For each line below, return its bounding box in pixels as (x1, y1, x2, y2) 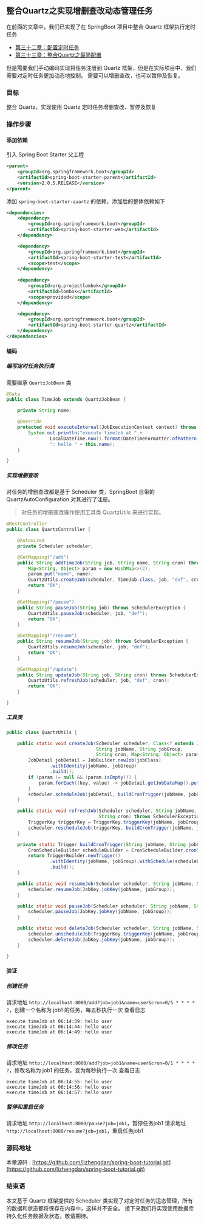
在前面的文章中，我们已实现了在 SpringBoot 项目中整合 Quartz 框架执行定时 (6, 23, 196, 30)
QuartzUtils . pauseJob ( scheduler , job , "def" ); (28, 610, 148, 616)
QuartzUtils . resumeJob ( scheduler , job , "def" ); (28, 644, 151, 650)
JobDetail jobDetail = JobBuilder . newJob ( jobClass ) (28, 757, 162, 763)
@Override (17, 418, 42, 425)
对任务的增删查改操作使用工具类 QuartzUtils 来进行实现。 (21, 508, 165, 516)
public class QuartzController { (6, 527, 91, 533)
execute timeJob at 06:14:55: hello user (6, 1079, 113, 1085)
